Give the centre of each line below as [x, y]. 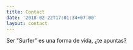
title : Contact [26, 12]
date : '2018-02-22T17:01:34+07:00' [52, 18]
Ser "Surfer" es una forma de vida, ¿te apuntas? [66, 41]
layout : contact [27, 23]
